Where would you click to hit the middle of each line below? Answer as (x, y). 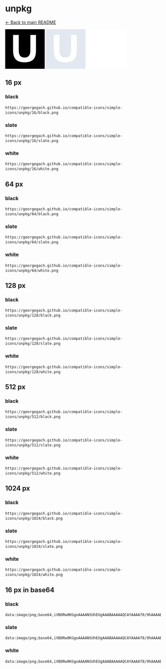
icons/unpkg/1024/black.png (34, 518)
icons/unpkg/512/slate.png (33, 445)
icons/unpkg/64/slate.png (32, 242)
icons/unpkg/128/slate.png (33, 344)
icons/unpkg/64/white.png (32, 270)
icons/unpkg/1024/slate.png (34, 547)
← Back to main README (31, 22)
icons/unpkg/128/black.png (33, 315)
